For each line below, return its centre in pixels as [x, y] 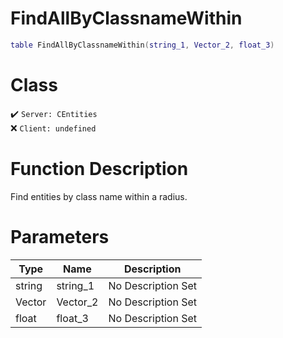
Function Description [99, 168]
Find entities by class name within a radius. [99, 196]
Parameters [60, 236]
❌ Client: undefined [53, 128]
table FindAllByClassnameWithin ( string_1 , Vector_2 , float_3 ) [142, 45]
